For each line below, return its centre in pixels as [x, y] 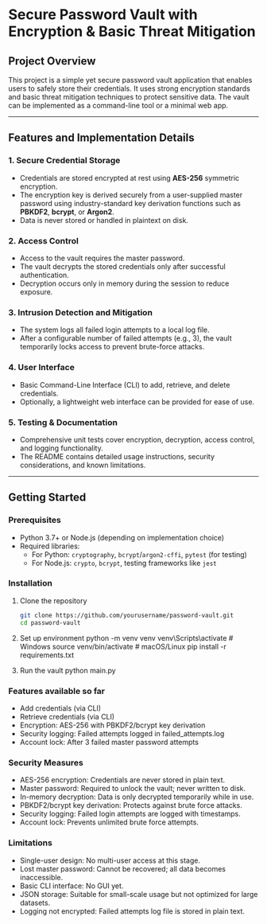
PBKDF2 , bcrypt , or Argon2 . [67, 212]
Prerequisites [35, 520]
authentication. [44, 275]
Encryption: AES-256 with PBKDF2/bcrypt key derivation [112, 725]
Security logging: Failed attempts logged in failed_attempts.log [122, 733]
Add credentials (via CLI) [60, 708]
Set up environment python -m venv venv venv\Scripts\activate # [126, 637]
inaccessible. [41, 877]
